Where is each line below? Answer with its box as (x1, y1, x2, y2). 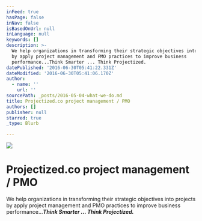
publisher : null (6, 109, 47, 115)
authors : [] (6, 103, 36, 110)
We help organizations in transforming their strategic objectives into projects (6, 196, 196, 203)
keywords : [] (6, 37, 39, 43)
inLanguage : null (6, 31, 50, 37)
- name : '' (11, 82, 39, 88)
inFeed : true (6, 8, 39, 15)
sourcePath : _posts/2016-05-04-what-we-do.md (6, 92, 122, 98)
